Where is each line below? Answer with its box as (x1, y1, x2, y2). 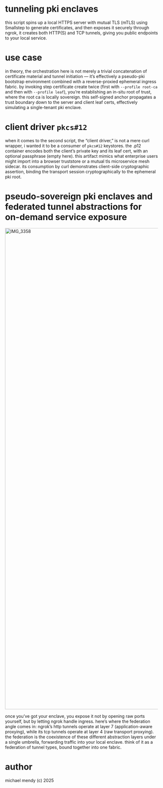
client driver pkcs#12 (5, 122, 87, 132)
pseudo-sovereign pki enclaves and (5, 191, 153, 202)
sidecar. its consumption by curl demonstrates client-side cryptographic (5, 163, 149, 169)
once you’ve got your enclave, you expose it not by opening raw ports (5, 713, 145, 719)
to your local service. (5, 35, 47, 41)
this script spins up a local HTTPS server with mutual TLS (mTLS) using (5, 19, 148, 25)
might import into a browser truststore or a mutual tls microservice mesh (5, 158, 150, 164)
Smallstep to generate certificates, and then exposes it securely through (5, 24, 149, 30)
